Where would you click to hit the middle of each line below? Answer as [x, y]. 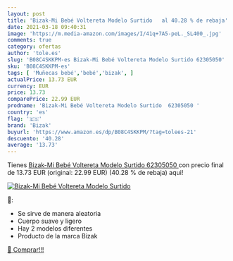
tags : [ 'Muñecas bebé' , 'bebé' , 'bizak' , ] [70, 73]
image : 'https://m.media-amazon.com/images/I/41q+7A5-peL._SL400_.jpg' [114, 34]
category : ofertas [34, 47]
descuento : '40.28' [36, 138]
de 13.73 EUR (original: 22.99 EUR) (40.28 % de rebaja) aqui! [95, 173]
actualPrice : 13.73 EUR [42, 79]
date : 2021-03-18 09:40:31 [47, 27]
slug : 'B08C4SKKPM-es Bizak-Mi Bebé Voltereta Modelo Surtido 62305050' [116, 60]
